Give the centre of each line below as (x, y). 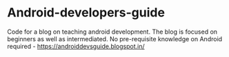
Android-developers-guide (86, 13)
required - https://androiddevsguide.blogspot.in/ (76, 46)
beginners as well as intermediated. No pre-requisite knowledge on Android (115, 38)
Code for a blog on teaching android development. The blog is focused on (112, 32)
